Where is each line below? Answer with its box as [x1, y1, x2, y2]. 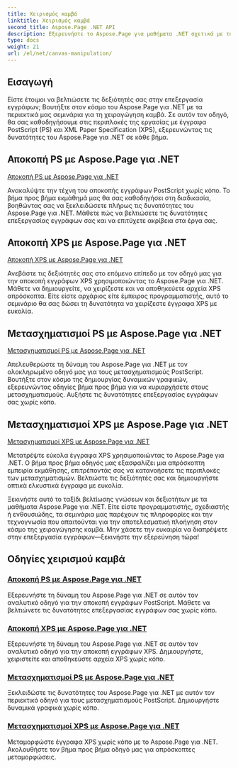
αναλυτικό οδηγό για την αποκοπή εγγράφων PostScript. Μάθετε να [7, 598, 210, 607]
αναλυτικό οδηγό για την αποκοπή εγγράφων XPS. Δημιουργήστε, [7, 647, 203, 655]
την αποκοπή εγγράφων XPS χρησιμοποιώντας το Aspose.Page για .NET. [7, 277, 224, 285]
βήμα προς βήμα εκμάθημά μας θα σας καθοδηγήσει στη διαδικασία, [7, 193, 211, 202]
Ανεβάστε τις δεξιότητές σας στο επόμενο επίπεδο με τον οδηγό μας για [7, 269, 222, 278]
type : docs [7, 37, 40, 44]
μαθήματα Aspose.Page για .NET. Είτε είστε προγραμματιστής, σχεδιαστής [7, 502, 229, 511]
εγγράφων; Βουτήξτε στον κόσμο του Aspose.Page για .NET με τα [7, 102, 203, 111]
